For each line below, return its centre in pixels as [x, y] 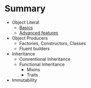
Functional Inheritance [42, 64]
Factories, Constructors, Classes [52, 43]
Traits [32, 75]
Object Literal [25, 22]
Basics [26, 27]
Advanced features [39, 33]
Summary [25, 9]
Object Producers [30, 38]
